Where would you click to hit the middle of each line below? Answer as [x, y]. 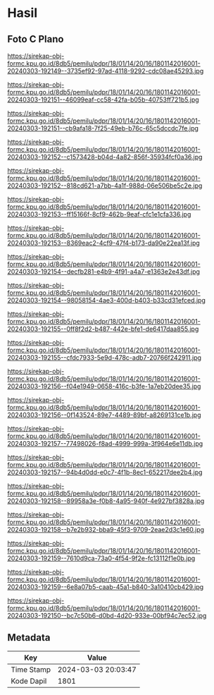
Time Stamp [31, 670]
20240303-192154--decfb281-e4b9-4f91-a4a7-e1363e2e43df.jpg [104, 272]
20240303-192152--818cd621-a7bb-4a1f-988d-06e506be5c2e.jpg [105, 186]
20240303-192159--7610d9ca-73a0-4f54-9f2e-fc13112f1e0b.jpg [101, 558]
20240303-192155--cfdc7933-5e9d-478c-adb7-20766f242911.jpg [105, 357]
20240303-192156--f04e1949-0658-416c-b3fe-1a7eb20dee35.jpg [104, 386]
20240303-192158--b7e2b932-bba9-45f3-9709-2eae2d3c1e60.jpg [106, 530]
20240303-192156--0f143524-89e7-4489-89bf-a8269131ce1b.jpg [104, 415]
